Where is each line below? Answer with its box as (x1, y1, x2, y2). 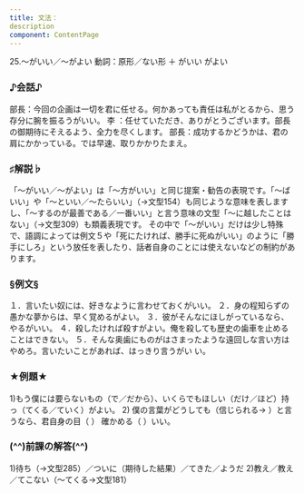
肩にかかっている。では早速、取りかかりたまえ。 (9, 137, 192, 148)
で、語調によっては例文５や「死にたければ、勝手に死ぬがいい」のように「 (9, 230, 288, 241)
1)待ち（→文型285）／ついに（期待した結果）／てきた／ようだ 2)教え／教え (9, 462, 294, 473)
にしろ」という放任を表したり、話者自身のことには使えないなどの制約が (16, 242, 288, 252)
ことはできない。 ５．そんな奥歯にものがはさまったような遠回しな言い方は (9, 334, 290, 345)
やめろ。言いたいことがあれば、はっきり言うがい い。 (9, 346, 211, 357)
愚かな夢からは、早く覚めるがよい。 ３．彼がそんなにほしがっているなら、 (9, 311, 289, 322)
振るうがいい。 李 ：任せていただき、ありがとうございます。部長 (48, 114, 291, 125)
